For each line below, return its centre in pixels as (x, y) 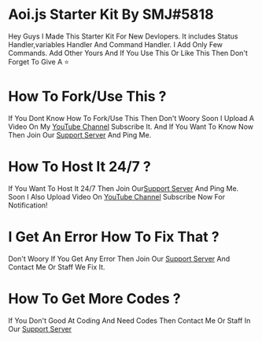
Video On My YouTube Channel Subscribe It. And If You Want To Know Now (131, 126)
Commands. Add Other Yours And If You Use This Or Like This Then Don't (128, 53)
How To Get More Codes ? (94, 298)
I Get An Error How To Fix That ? (114, 236)
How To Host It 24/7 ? (79, 167)
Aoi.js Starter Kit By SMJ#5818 (111, 15)
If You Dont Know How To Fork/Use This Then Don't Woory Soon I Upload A (131, 118)
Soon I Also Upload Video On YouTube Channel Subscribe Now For (117, 196)
